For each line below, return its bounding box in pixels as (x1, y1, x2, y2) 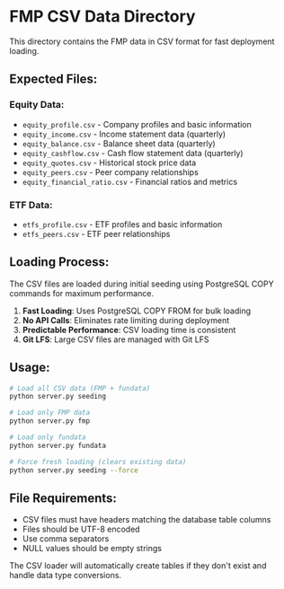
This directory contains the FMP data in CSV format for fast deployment (9, 36, 275, 47)
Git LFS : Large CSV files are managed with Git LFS (22, 334, 209, 345)
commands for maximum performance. (9, 287, 155, 298)
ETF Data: (9, 198, 53, 211)
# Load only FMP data (9, 409, 91, 418)
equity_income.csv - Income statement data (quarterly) (22, 128, 226, 139)
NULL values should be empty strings (22, 543, 162, 554)
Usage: (9, 360, 51, 375)
